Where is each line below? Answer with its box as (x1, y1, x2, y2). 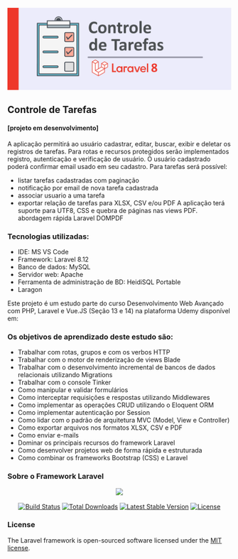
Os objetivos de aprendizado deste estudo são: (7, 332, 174, 342)
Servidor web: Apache (17, 270, 84, 278)
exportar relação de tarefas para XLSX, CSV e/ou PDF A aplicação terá (17, 198, 225, 207)
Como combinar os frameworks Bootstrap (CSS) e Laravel (17, 454, 188, 462)
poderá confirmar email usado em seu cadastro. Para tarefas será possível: (7, 162, 227, 170)
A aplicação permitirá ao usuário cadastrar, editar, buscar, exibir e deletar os (7, 139, 231, 148)
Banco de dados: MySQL (17, 262, 91, 271)
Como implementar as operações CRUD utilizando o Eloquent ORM (17, 401, 215, 409)
